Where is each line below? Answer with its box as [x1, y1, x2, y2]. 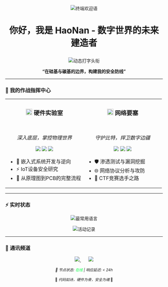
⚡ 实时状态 [5, 201, 30, 208]
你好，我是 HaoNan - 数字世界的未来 [9, 25, 159, 36]
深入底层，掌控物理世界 [16, 134, 72, 141]
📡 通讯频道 [5, 244, 31, 251]
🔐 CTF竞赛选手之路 [94, 175, 139, 182]
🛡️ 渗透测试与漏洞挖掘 [94, 158, 145, 165]
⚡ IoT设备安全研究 [16, 166, 58, 173]
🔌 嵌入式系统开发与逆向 [16, 158, 71, 165]
